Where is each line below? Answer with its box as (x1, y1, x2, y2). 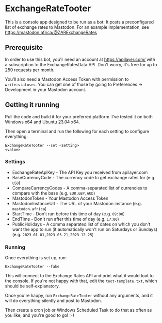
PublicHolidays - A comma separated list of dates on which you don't (12, 221, 151, 227)
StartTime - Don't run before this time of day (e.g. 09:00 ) (12, 210, 125, 217)
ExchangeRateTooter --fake (5, 264, 60, 269)
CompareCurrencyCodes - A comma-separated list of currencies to (12, 185, 147, 190)
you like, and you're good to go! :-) (5, 312, 74, 318)
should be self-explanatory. (5, 283, 60, 289)
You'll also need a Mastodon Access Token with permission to (5, 76, 129, 82)
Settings (5, 158, 26, 165)
